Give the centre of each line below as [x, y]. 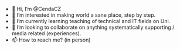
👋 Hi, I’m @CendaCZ [36, 9]
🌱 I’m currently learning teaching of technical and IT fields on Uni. [91, 21]
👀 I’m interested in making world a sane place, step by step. [84, 15]
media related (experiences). [46, 33]
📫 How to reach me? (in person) [51, 40]
